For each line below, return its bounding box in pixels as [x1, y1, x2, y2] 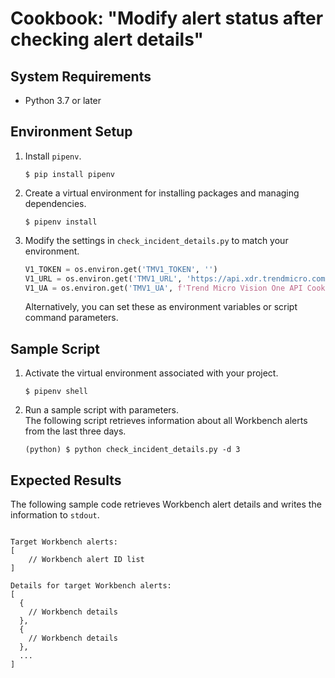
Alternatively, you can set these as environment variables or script [24, 301, 298, 313]
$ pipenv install [24, 217, 98, 227]
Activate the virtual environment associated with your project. [24, 367, 279, 379]
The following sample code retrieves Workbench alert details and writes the [10, 498, 322, 511]
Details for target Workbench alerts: [10, 581, 172, 591]
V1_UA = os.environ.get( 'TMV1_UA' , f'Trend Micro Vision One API [24, 283, 303, 293]
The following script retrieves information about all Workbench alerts [24, 415, 308, 427]
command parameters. [24, 312, 119, 324]
